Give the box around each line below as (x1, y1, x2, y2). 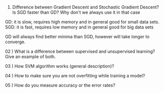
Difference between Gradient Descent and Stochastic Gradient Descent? (12, 4, 159, 10)
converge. (5, 39, 26, 45)
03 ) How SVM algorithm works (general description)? (5, 63, 114, 69)
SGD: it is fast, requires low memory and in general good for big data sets (5, 24, 154, 30)
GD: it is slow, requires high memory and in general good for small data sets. (5, 19, 160, 25)
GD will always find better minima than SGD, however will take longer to (5, 34, 150, 39)
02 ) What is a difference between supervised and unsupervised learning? (5, 49, 156, 54)
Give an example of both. (5, 54, 56, 60)
